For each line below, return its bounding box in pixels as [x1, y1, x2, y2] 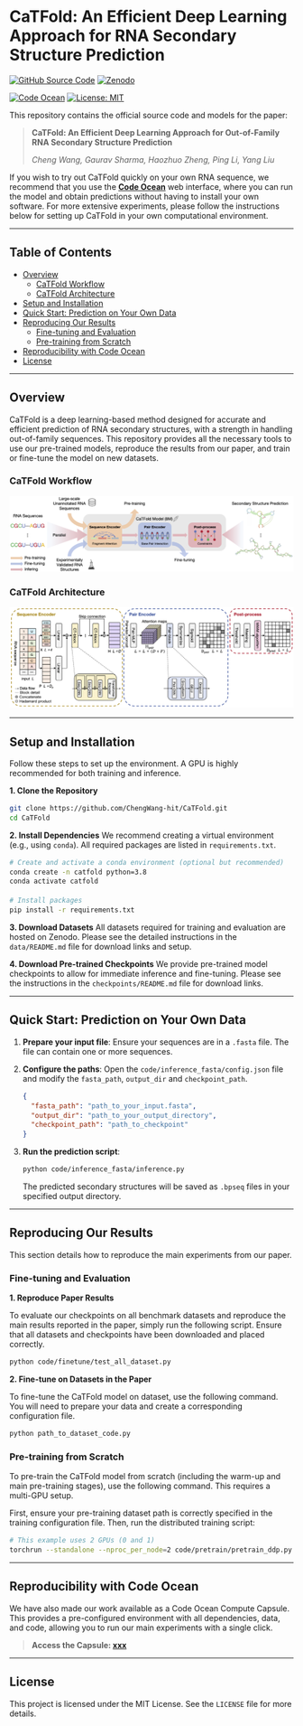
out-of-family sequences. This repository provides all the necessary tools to [9, 433, 292, 444]
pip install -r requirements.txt [9, 905, 135, 915]
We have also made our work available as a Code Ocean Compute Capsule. [9, 1602, 290, 1614]
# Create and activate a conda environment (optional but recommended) [9, 858, 284, 867]
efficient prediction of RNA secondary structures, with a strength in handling [9, 423, 293, 435]
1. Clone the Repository [9, 784, 98, 796]
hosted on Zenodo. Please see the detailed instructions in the [9, 931, 237, 942]
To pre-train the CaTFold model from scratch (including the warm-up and [9, 1471, 281, 1482]
